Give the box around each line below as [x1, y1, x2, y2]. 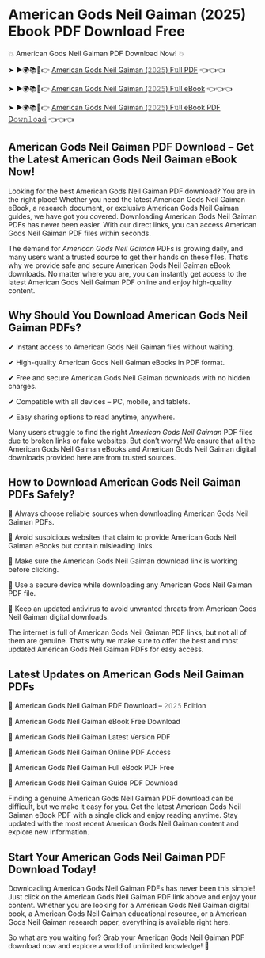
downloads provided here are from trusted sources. [8, 452, 176, 462]
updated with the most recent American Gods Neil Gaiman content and [8, 819, 239, 829]
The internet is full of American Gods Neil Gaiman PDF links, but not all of [8, 628, 247, 637]
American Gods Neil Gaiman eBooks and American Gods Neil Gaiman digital [8, 444, 256, 453]
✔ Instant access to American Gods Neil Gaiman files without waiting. [8, 342, 235, 352]
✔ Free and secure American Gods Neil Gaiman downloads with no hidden [8, 372, 251, 382]
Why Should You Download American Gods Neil [8, 309, 248, 323]
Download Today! [8, 862, 97, 876]
